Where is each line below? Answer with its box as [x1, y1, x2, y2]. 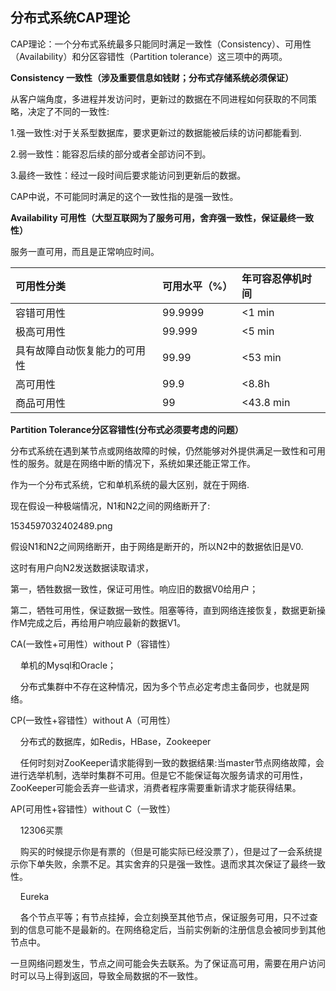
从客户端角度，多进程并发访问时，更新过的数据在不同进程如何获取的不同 [10, 93, 308, 105]
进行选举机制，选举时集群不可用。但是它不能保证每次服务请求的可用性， [10, 769, 308, 781]
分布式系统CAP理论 [10, 9, 131, 27]
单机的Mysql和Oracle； [19, 659, 117, 671]
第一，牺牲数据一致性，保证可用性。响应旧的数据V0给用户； [10, 583, 259, 595]
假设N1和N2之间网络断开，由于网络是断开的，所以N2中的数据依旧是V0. [10, 540, 304, 552]
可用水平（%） [161, 279, 233, 293]
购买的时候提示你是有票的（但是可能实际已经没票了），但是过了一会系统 [19, 845, 314, 857]
